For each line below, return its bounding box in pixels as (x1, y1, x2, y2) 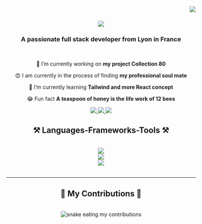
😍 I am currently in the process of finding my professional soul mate (14, 72, 188, 79)
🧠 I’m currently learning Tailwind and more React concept (29, 83, 173, 91)
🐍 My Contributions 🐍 (60, 189, 142, 199)
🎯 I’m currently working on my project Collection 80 (35, 60, 167, 68)
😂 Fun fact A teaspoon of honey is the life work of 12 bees (26, 95, 176, 103)
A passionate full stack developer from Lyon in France (20, 35, 182, 44)
